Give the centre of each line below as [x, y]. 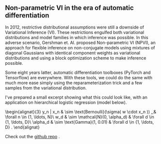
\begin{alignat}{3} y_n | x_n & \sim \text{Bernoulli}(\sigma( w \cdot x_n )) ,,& [81, 112]
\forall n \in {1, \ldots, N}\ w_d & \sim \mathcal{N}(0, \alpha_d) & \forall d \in [80, 117]
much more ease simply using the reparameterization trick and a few [74, 83]
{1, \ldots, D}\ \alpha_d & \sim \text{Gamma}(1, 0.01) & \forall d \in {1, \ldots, [80, 122]
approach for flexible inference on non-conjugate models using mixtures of [80, 47]
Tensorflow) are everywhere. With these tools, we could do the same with [79, 77]
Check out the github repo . [32, 136]
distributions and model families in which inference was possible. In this [77, 37]
